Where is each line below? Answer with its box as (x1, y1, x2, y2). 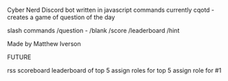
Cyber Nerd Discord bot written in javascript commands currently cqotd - (7, 6, 215, 14)
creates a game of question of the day (7, 13, 115, 21)
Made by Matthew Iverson (7, 40, 81, 47)
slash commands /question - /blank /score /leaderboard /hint (7, 27, 180, 34)
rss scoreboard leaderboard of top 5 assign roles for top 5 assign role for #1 (7, 67, 222, 74)
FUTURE (7, 53, 32, 61)
